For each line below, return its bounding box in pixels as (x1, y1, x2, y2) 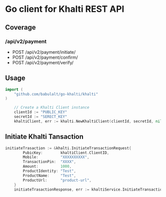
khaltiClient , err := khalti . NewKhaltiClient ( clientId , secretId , (14, 118, 154, 124)
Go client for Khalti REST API (5, 3, 124, 15)
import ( (5, 87, 23, 92)
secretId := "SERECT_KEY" (14, 115, 68, 119)
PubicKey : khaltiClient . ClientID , (23, 150, 110, 155)
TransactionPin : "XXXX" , (23, 159, 77, 164)
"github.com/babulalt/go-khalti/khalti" (14, 91, 98, 97)
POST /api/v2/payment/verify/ (12, 59, 74, 65)
